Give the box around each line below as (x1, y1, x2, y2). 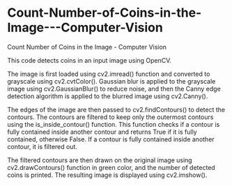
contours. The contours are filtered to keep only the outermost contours (7, 113, 214, 121)
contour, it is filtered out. (7, 142, 78, 150)
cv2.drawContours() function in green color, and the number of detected (7, 163, 216, 171)
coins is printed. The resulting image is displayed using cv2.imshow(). (7, 171, 208, 179)
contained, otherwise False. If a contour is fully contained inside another (7, 134, 215, 144)
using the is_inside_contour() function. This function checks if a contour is (7, 120, 220, 128)
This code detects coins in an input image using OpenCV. (7, 56, 172, 64)
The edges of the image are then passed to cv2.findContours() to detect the (7, 105, 225, 114)
